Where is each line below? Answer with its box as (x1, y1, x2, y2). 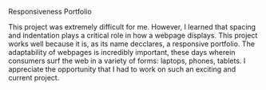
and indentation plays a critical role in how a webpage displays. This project (8, 31, 258, 40)
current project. (8, 73, 60, 82)
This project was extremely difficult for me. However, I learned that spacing (8, 22, 256, 31)
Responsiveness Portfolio (8, 7, 92, 16)
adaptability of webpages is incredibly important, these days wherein (8, 48, 236, 57)
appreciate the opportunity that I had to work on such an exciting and (8, 65, 236, 74)
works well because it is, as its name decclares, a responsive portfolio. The (8, 39, 256, 49)
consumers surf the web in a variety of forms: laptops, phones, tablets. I (8, 56, 246, 65)
